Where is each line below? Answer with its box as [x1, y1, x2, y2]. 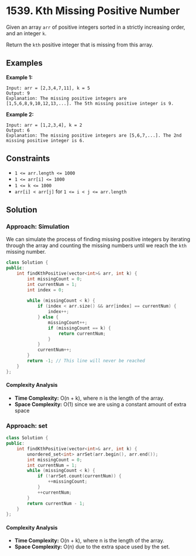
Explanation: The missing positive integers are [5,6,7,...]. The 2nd [6, 132, 182, 139]
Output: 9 [6, 90, 30, 96]
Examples [6, 58, 43, 68]
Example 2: [6, 110, 34, 118]
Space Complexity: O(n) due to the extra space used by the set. [14, 543, 170, 550]
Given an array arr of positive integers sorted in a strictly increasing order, [6, 23, 185, 31]
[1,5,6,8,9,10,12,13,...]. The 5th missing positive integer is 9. [6, 100, 174, 106]
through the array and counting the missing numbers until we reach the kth [6, 242, 187, 249]
